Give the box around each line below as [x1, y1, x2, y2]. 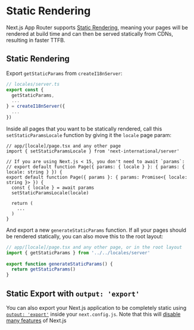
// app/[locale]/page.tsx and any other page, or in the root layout [6, 244, 183, 250]
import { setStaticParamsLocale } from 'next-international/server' [6, 148, 180, 154]
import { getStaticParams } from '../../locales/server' [6, 250, 151, 256]
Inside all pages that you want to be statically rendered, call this [6, 125, 162, 132]
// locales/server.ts [6, 81, 60, 87]
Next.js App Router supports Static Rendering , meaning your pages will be [6, 24, 189, 31]
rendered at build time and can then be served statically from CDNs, [6, 30, 174, 37]
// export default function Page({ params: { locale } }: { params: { [6, 164, 185, 170]
